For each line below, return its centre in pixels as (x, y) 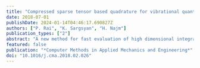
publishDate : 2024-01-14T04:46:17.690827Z (60, 22)
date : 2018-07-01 (28, 17)
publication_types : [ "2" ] (38, 34)
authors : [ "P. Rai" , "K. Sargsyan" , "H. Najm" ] (66, 28)
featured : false (26, 45)
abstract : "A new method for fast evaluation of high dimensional (90, 39)
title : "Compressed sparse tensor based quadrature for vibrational (93, 12)
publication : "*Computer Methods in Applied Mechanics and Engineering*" (100, 50)
